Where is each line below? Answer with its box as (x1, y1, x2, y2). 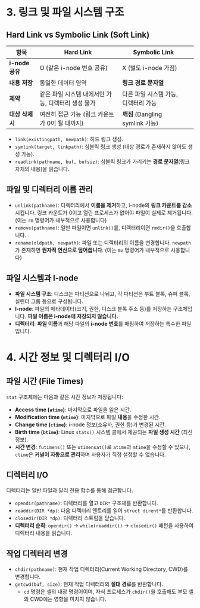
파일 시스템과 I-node (6, 273, 79, 283)
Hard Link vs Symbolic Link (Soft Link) (6, 29, 150, 39)
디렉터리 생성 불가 (48, 99, 96, 107)
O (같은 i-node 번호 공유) (39, 64, 108, 72)
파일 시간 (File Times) (6, 376, 84, 386)
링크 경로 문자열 (121, 79, 164, 87)
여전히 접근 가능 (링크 (39, 110, 96, 118)
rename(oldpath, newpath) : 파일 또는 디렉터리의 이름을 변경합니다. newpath (14, 239, 192, 246)
